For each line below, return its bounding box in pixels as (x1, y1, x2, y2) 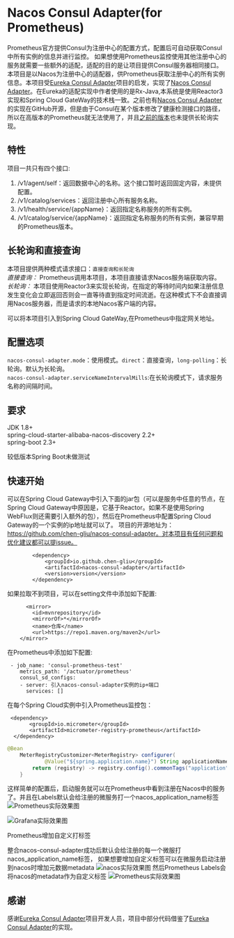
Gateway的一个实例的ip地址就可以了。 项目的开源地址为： (7, 520, 174, 529)
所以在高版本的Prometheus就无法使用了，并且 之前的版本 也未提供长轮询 (7, 113, 213, 121)
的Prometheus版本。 (17, 222, 77, 230)
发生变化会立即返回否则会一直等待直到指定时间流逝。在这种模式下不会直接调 (7, 290, 227, 299)
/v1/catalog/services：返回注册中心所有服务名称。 (17, 196, 162, 205)
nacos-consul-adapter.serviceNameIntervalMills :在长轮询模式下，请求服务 (7, 374, 223, 382)
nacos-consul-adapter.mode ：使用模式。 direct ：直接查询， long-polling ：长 (7, 356, 227, 365)
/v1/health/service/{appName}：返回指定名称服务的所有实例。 (17, 205, 196, 213)
